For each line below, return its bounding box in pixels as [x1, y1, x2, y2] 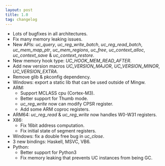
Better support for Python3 [20, 149, 77, 155]
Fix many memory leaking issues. [12, 36, 83, 42]
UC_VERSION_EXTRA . [12, 69, 58, 75]
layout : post [5, 7, 33, 13]
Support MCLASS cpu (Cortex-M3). [20, 90, 95, 96]
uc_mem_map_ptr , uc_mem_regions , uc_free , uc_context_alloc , [12, 47, 146, 53]
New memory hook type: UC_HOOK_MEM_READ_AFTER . [12, 58, 132, 64]
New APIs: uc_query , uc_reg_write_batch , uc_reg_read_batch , [12, 42, 143, 48]
